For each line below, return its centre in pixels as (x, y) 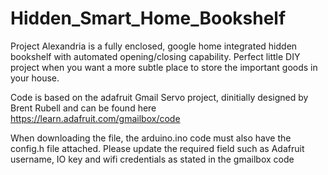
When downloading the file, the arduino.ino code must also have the (151, 138)
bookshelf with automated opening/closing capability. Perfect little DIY (155, 56)
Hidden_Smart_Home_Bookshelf (148, 18)
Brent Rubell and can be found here (83, 108)
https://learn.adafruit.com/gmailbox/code (95, 118)
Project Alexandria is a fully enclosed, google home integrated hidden (154, 46)
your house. (35, 78)
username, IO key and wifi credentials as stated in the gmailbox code (152, 159)
